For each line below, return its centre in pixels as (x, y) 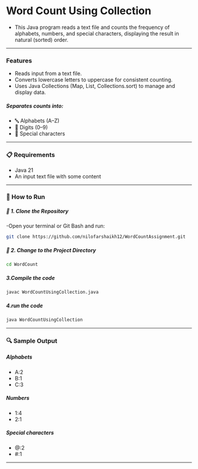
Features (19, 60)
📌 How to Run (26, 197)
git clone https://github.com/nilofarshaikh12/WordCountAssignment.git (96, 237)
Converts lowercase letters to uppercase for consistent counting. (93, 80)
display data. (30, 92)
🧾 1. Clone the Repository (37, 211)
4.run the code (24, 305)
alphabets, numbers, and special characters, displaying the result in (97, 33)
